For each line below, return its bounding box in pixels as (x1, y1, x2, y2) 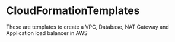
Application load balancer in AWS (6, 29, 88, 36)
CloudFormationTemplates (6, 4, 140, 17)
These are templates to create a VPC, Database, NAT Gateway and (6, 23, 169, 30)
